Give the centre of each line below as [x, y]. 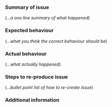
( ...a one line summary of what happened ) [47, 18]
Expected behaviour [29, 31]
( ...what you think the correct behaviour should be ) [56, 41]
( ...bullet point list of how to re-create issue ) [49, 88]
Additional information [32, 100]
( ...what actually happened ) [33, 64]
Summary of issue [27, 7]
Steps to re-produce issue [37, 77]
